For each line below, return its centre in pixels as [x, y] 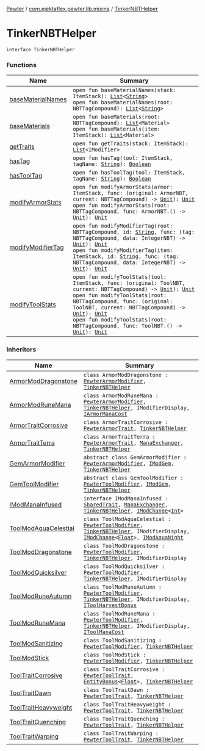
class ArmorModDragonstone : [126, 375]
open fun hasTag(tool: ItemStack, [123, 158]
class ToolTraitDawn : [116, 690]
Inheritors [21, 350]
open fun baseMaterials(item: [117, 129]
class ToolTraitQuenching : [124, 719]
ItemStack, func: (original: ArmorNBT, [131, 193]
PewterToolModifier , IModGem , [127, 484]
